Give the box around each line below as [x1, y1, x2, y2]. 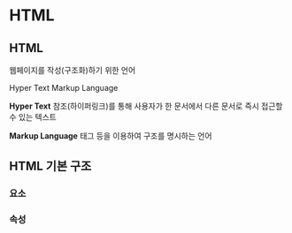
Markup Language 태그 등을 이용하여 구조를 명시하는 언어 [9, 131, 212, 141]
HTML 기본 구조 [9, 159, 92, 174]
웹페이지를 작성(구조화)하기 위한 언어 [9, 65, 136, 75]
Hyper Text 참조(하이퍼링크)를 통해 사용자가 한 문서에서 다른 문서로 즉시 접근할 [9, 101, 283, 111]
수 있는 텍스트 [9, 112, 58, 122]
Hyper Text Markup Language [9, 83, 119, 93]
